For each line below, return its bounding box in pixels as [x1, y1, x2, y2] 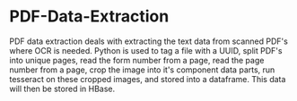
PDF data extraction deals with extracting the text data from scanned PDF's [9, 36, 289, 46]
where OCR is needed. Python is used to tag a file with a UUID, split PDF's [9, 45, 283, 55]
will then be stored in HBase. [9, 83, 116, 94]
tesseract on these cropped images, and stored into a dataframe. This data [9, 73, 286, 84]
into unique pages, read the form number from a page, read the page [9, 55, 265, 65]
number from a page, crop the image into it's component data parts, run [9, 64, 275, 75]
